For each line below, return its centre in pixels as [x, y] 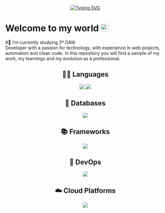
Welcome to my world [52, 28]
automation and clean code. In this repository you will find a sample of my [82, 53]
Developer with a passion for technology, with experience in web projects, [83, 48]
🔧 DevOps [85, 162]
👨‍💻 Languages [85, 74]
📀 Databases [85, 103]
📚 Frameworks [85, 132]
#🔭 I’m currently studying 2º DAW [40, 42]
